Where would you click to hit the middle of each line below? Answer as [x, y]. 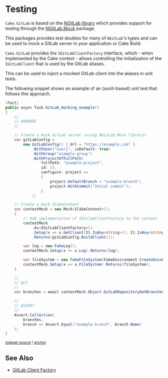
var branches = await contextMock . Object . [59, 292]
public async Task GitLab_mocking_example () [52, 107]
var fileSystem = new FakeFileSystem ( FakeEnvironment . [81, 260]
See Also [19, 358]
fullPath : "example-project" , [72, 163]
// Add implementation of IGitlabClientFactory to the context [90, 218]
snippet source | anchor [26, 343]
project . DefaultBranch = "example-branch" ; [96, 181]
